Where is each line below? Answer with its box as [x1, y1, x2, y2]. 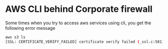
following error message [5, 25, 55, 31]
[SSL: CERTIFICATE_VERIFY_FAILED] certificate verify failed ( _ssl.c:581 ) [5, 39, 164, 44]
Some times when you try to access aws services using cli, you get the [5, 20, 151, 26]
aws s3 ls [5, 35, 26, 40]
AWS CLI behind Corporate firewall [5, 3, 152, 15]
